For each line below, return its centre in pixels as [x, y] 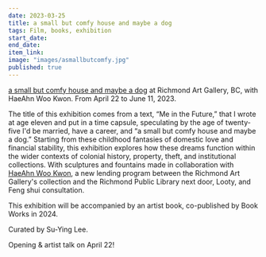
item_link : [26, 53]
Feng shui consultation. [46, 190]
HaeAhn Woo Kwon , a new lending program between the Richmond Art [124, 173]
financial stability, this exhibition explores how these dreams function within [132, 147]
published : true [35, 68]
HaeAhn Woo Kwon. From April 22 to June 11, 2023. [93, 98]
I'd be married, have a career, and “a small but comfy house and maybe [139, 130]
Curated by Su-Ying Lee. [48, 229]
